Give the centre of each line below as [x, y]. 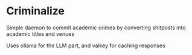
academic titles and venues [40, 33]
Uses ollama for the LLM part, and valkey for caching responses [86, 45]
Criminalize [35, 11]
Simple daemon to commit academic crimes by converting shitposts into [96, 27]
